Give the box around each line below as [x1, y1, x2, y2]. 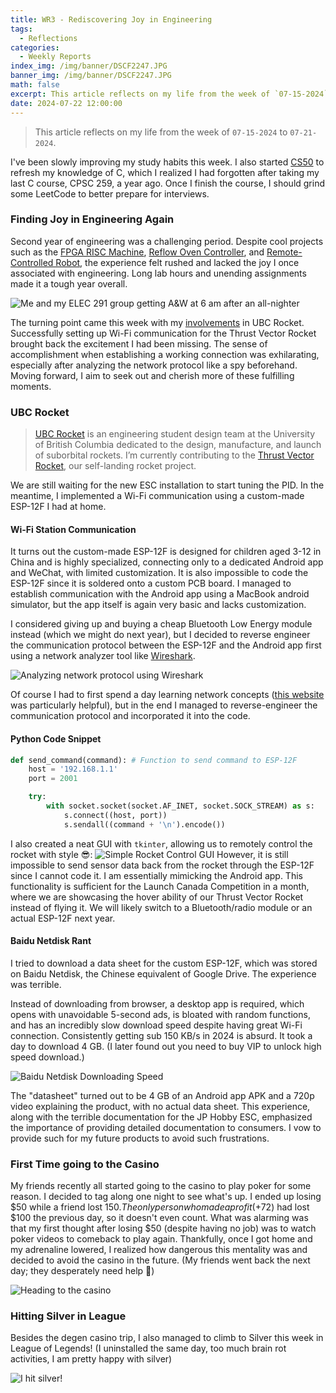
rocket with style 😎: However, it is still [10, 848, 289, 860]
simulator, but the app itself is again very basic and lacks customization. [10, 599, 307, 611]
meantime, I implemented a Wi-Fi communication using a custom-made [10, 490, 305, 502]
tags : [10, 24, 33, 34]
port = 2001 [28, 774, 78, 784]
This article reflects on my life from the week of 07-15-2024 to [34, 126, 288, 138]
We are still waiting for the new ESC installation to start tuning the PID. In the [10, 479, 325, 491]
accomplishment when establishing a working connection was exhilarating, [10, 348, 320, 360]
